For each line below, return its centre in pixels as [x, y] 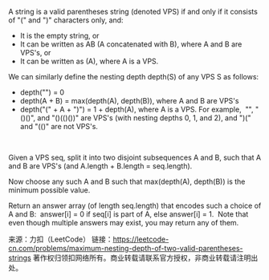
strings [20, 258]
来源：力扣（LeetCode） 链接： [61, 239]
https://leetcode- [141, 239]
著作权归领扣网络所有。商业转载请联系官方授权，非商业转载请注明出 [145, 258]
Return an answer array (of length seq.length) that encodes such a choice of [135, 205]
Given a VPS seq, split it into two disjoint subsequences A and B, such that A [135, 157]
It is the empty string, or [59, 36]
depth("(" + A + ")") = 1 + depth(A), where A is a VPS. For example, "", [137, 109]
